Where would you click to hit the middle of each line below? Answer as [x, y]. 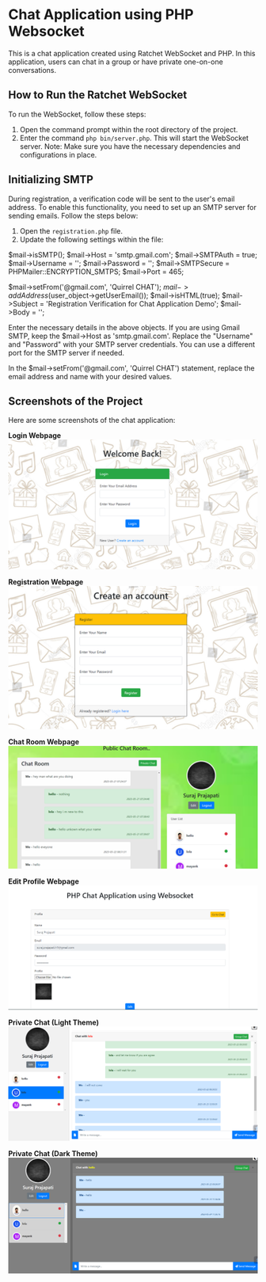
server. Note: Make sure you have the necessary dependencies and [130, 146]
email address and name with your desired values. [90, 376]
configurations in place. [58, 154]
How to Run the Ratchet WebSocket [98, 95]
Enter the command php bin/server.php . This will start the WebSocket [134, 138]
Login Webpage [35, 436]
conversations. [32, 70]
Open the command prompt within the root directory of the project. [129, 129]
